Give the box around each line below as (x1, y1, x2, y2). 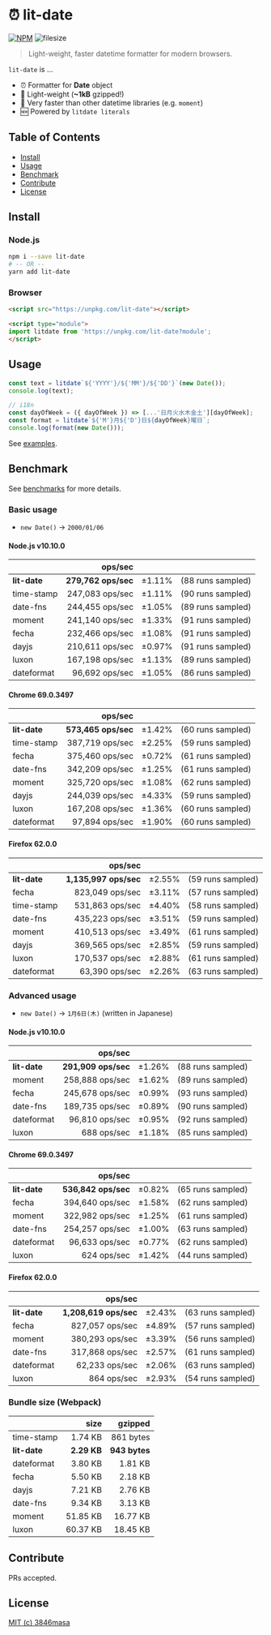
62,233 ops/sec (76, 1359, 138, 1371)
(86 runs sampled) (180, 667, 252, 679)
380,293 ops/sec (70, 1332, 138, 1344)
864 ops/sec (88, 1372, 138, 1384)
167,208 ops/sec (66, 803, 134, 814)
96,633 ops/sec (68, 1237, 131, 1248)
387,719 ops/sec (66, 737, 134, 749)
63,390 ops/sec (79, 965, 142, 976)
